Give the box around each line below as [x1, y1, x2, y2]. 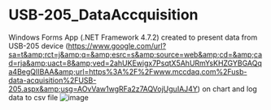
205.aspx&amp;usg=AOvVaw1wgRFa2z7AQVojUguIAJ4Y [8, 83, 198, 94]
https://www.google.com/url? [68, 40, 167, 50]
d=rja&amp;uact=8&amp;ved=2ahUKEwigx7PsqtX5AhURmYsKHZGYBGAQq [8, 58, 263, 68]
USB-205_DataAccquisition [8, 6, 199, 24]
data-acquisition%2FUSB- [8, 75, 97, 85]
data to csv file [8, 92, 59, 102]
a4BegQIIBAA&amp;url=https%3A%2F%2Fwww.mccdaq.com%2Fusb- [8, 66, 247, 76]
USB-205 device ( [8, 40, 69, 50]
